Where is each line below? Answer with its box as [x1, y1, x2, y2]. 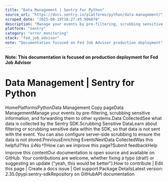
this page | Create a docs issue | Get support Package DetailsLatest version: [5, 165, 163, 171]
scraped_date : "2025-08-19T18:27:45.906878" [5, 17, 100, 22]
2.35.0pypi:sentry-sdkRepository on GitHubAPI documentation [5, 171, 135, 177]
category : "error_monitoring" [5, 31, 69, 36]
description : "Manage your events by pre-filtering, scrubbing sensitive [5, 21, 163, 27]
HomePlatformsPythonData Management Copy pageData [5, 104, 124, 110]
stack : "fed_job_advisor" [5, 36, 59, 41]
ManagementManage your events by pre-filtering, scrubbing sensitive [5, 109, 150, 116]
